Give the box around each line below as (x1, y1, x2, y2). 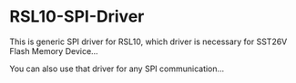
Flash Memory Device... (9, 45, 98, 56)
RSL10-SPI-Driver (9, 6, 145, 27)
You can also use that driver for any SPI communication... (9, 63, 225, 74)
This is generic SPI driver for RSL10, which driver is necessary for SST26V (9, 36, 288, 47)
